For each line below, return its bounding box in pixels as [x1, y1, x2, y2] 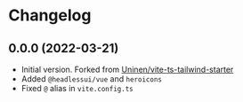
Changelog [8, 5, 92, 26]
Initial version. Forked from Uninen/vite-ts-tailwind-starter [20, 64, 234, 75]
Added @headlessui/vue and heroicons [20, 74, 162, 84]
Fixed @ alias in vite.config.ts [20, 83, 134, 93]
